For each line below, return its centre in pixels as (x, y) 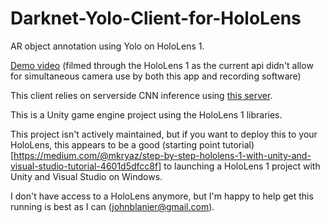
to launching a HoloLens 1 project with (242, 166)
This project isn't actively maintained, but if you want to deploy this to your (164, 134)
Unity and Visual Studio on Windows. (86, 176)
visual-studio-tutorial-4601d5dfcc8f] (86, 166)
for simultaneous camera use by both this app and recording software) (156, 76)
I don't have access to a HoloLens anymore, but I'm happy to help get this (162, 196)
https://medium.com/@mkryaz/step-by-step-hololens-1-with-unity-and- (162, 155)
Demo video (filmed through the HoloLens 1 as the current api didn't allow (162, 65)
